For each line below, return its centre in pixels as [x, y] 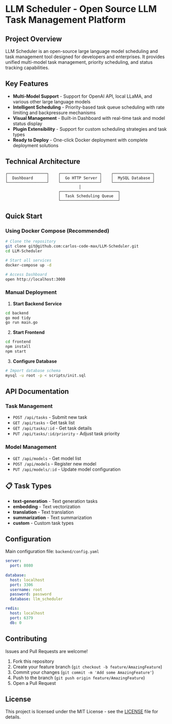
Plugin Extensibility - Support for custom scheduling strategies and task [90, 129]
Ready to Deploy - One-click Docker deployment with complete [80, 140]
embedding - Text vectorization [46, 506]
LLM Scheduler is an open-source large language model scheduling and [82, 51]
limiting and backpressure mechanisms [54, 112]
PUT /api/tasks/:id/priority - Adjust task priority [66, 434]
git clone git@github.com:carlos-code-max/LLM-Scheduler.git [72, 246]
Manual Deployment [31, 292]
